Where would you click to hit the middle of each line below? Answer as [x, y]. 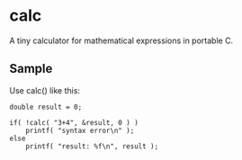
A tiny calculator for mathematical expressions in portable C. [121, 40]
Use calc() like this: [45, 90]
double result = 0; [46, 107]
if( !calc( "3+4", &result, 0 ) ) [74, 122]
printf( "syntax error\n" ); [80, 130]
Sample [31, 69]
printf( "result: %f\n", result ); [92, 146]
